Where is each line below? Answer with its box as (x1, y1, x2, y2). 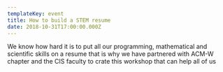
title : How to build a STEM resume (7, 17, 111, 24)
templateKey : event (7, 10, 64, 17)
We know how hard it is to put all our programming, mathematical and (7, 43, 208, 51)
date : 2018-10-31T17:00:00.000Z (7, 23, 101, 30)
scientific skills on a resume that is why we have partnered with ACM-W (7, 50, 215, 58)
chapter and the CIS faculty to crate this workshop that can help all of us (7, 57, 217, 66)
